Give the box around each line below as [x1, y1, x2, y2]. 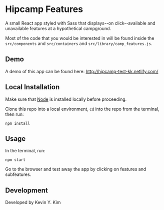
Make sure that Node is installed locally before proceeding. [5, 96, 127, 102]
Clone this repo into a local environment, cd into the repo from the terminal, [5, 106, 159, 112]
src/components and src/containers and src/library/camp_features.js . [5, 40, 152, 46]
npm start [5, 157, 26, 162]
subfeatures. [5, 171, 31, 177]
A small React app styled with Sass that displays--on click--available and [5, 20, 156, 26]
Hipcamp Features [5, 4, 83, 15]
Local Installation [5, 83, 60, 91]
